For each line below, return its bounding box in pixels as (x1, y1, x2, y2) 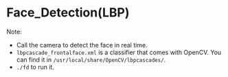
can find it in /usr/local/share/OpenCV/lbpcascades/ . (16, 55, 166, 63)
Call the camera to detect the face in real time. (16, 41, 148, 49)
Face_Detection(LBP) (6, 5, 130, 21)
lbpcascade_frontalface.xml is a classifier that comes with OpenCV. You (16, 48, 222, 56)
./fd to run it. (16, 63, 54, 71)
